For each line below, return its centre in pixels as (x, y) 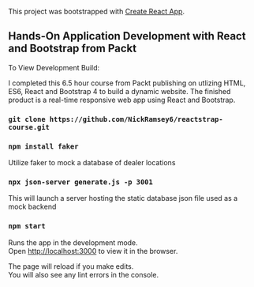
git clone (27, 119)
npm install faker (43, 146)
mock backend (32, 207)
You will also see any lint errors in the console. (84, 274)
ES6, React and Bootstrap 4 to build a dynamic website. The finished (120, 91)
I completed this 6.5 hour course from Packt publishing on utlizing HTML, (127, 83)
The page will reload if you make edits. (71, 266)
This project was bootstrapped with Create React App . (97, 11)
